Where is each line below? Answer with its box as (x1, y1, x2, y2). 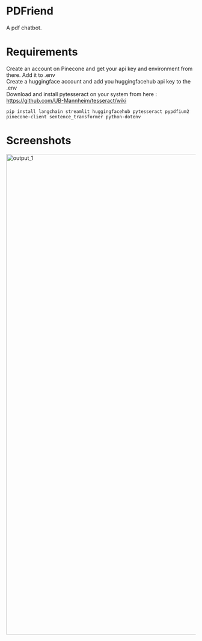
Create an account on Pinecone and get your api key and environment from (6, 65, 193, 72)
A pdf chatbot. (6, 24, 42, 31)
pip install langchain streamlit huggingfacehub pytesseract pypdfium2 (6, 108, 189, 115)
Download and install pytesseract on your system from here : (6, 90, 158, 97)
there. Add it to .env (6, 71, 55, 79)
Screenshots (6, 134, 72, 148)
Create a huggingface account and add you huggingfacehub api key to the (6, 77, 191, 85)
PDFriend (6, 4, 54, 18)
